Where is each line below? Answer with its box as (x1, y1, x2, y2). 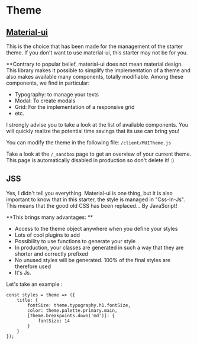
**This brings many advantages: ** (6, 214, 93, 221)
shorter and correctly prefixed (14, 250, 89, 257)
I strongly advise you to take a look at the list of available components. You (6, 121, 188, 128)
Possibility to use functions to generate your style (14, 237, 136, 244)
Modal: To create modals (14, 97, 76, 104)
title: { (17, 297, 38, 303)
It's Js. (14, 269, 31, 276)
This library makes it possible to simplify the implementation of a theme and (6, 67, 190, 74)
